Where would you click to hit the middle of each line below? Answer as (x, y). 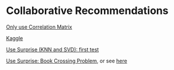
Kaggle (15, 38)
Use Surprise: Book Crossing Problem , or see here (67, 61)
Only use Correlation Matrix (39, 27)
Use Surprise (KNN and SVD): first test (53, 49)
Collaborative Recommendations (87, 11)
